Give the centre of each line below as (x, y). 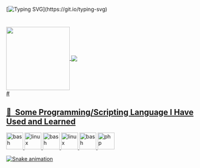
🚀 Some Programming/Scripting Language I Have (100, 112)
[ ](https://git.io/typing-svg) (57, 9)
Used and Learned (41, 121)
